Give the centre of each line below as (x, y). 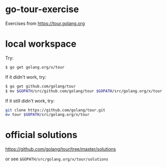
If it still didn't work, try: (30, 101)
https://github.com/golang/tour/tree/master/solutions (61, 149)
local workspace (41, 44)
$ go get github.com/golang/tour (41, 86)
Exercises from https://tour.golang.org (45, 23)
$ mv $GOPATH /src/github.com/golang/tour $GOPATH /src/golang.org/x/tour (84, 91)
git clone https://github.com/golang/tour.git (55, 110)
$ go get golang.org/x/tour (35, 67)
